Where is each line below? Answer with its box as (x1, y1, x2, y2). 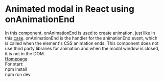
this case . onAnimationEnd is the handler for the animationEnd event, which (5, 35, 158, 41)
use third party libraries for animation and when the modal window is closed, (5, 45, 160, 51)
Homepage (5, 56, 28, 61)
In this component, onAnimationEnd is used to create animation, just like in (5, 30, 155, 36)
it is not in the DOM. (5, 50, 45, 57)
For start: (5, 61, 23, 67)
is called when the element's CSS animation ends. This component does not (5, 40, 159, 46)
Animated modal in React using (5, 3, 135, 15)
